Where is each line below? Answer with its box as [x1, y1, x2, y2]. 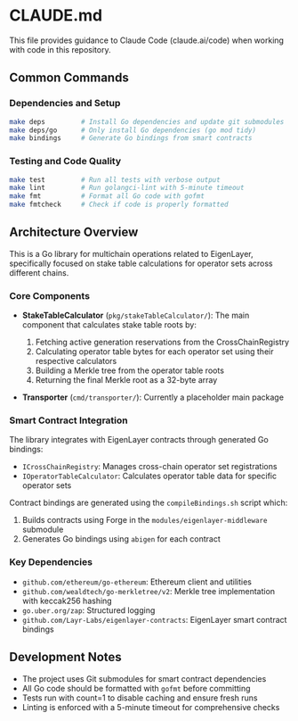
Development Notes [9, 650, 122, 665]
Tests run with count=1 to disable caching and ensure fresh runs [21, 692, 258, 703]
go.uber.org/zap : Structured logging [21, 604, 156, 616]
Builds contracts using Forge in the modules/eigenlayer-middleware [21, 515, 268, 526]
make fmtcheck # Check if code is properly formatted [9, 200, 229, 210]
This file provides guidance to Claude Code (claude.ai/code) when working [9, 35, 285, 46]
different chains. [9, 267, 69, 278]
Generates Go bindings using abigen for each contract [21, 534, 221, 544]
